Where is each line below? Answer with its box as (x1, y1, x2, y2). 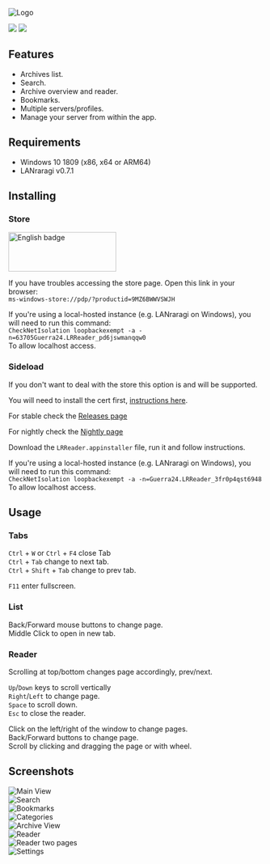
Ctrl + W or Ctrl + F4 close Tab (8, 548, 112, 558)
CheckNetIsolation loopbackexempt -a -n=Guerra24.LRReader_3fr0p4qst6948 (8, 475, 263, 483)
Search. (19, 78, 47, 87)
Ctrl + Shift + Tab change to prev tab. (8, 565, 137, 575)
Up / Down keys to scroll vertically (8, 682, 112, 692)
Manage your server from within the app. (19, 112, 157, 121)
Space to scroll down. (8, 700, 78, 709)
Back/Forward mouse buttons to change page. (8, 620, 163, 629)
